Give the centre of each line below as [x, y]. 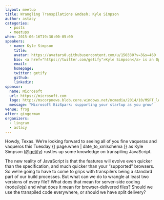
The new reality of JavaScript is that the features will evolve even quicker [79, 161]
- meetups [19, 32]
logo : [15, 100]
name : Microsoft [26, 91]
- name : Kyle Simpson [31, 46]
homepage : [24, 69]
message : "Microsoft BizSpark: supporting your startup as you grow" [82, 105]
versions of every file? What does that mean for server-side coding [72, 182]
